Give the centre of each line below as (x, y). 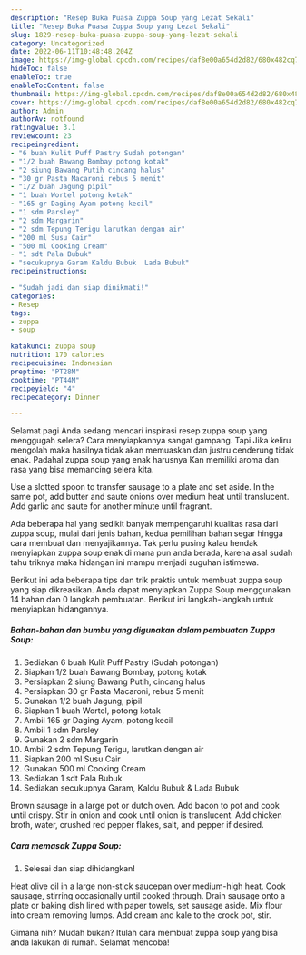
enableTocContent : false (57, 85)
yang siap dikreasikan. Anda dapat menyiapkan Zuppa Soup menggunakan (151, 590)
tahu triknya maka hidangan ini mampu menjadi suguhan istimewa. (135, 562)
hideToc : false (39, 69)
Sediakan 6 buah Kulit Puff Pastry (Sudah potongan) (121, 662)
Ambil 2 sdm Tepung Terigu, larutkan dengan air (114, 750)
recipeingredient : (45, 144)
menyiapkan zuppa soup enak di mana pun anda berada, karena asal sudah (152, 553)
